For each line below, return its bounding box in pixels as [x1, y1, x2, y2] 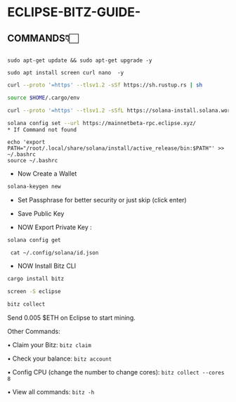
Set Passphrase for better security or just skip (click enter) [17, 196, 188, 205]
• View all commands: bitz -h [7, 387, 95, 396]
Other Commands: [7, 327, 61, 335]
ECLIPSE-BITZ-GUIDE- [7, 4, 141, 20]
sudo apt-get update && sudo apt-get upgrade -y [7, 57, 152, 64]
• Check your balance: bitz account [7, 354, 112, 363]
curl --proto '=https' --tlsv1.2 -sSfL [7, 107, 124, 114]
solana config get [7, 237, 61, 244]
